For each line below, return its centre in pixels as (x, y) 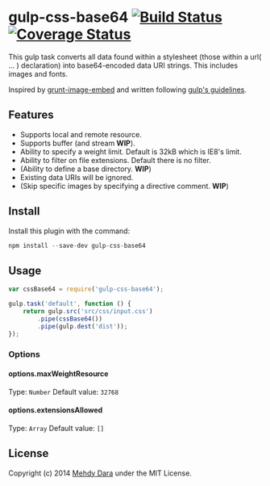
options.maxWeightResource (58, 374)
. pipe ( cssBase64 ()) (70, 319)
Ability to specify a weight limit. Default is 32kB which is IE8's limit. (131, 151)
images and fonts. (38, 73)
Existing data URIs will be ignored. (77, 177)
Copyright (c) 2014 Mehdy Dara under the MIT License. (100, 473)
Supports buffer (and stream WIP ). (77, 143)
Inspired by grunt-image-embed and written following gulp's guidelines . (128, 90)
